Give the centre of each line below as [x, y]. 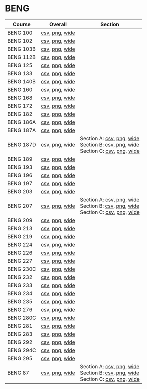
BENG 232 [20, 277]
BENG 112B [22, 57]
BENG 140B [22, 81]
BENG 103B [22, 49]
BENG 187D [22, 144]
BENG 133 [20, 73]
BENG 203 [20, 191]
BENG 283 [20, 334]
